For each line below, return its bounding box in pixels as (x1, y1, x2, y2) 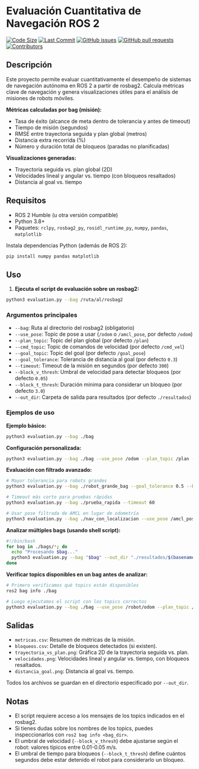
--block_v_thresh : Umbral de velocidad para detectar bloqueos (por (14, 368, 181, 376)
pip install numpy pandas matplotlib (6, 253, 99, 259)
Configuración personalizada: (6, 444, 82, 452)
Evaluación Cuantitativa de (6, 4, 142, 18)
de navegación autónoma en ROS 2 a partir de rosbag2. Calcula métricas (6, 82, 185, 89)
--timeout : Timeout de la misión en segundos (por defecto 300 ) (14, 362, 169, 369)
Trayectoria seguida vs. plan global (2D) (14, 166, 113, 173)
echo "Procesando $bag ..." (11, 549, 78, 555)
